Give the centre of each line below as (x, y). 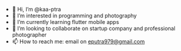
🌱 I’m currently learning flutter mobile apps (66, 22)
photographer (29, 35)
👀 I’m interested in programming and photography (74, 16)
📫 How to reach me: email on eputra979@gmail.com (78, 41)
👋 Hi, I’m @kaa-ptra (36, 9)
